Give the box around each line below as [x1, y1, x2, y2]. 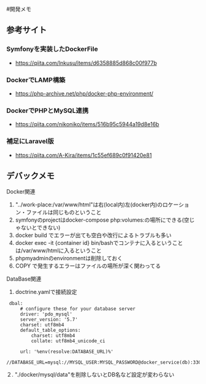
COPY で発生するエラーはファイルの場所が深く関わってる [15, 262, 161, 269]
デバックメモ [6, 170, 55, 181]
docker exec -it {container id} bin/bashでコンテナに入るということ [15, 239, 183, 247]
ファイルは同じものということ [26, 209, 102, 216]
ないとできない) [20, 224, 61, 232]
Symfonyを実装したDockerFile [6, 45, 98, 53]
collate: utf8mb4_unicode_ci [31, 338, 105, 344]
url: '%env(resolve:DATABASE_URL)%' [20, 348, 114, 355]
